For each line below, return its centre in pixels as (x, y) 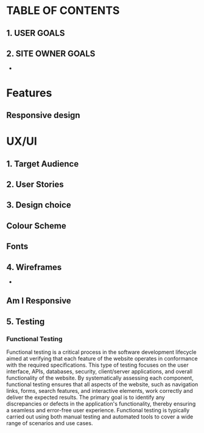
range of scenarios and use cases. (50, 423)
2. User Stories (35, 184)
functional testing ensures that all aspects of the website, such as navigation (102, 384)
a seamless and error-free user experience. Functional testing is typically (98, 410)
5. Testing (26, 321)
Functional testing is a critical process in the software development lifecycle (101, 352)
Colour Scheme (36, 226)
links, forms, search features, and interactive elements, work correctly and (100, 391)
